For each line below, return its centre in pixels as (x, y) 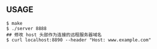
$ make (14, 23)
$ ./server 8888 (26, 28)
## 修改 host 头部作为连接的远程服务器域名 (54, 35)
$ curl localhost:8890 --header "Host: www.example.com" (79, 40)
